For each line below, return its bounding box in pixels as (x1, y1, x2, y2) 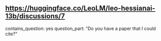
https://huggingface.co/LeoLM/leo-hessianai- (5, 4, 156, 13)
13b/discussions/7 (5, 12, 65, 21)
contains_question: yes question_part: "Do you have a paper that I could (5, 25, 156, 31)
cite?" (5, 30, 18, 37)
